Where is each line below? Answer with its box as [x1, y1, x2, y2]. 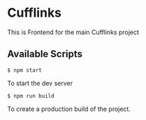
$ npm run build [7, 92, 54, 99]
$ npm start [7, 66, 42, 74]
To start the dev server [7, 79, 73, 87]
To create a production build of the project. [7, 105, 131, 113]
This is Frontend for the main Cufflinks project [7, 28, 140, 36]
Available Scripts [7, 48, 82, 60]
